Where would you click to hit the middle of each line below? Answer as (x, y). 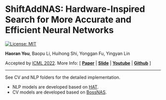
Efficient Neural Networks (60, 30)
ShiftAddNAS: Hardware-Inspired (75, 9)
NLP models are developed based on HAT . (55, 87)
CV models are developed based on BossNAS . (60, 92)
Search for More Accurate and (68, 20)
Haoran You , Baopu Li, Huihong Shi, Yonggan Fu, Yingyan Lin (67, 53)
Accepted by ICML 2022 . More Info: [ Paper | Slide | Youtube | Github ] (78, 63)
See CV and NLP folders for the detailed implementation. (63, 77)
